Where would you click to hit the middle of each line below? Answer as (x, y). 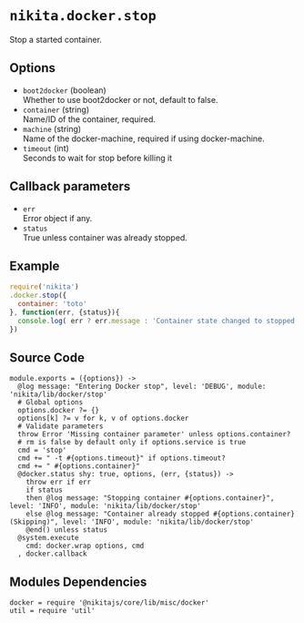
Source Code (47, 358)
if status (45, 490)
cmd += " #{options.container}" (79, 466)
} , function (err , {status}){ (65, 312)
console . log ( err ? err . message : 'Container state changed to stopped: (158, 321)
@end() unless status (66, 530)
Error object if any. (57, 218)
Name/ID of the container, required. (89, 119)
